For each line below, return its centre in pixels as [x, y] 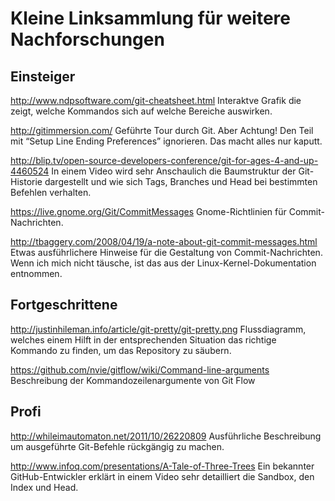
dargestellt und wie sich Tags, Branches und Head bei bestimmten [181, 181]
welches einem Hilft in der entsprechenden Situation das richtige [143, 339]
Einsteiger [43, 76]
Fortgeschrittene [64, 305]
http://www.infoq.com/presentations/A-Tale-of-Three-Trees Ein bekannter [162, 466]
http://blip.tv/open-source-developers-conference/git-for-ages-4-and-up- [164, 160]
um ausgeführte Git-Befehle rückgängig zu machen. [117, 446]
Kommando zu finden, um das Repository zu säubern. [121, 350]
